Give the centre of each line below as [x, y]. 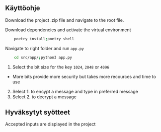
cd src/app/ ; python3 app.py [43, 57]
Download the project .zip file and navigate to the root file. [65, 20]
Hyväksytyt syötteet [38, 112]
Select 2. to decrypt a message [44, 97]
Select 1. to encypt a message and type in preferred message [75, 91]
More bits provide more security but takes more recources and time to [84, 76]
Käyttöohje [23, 8]
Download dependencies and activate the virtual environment [68, 30]
